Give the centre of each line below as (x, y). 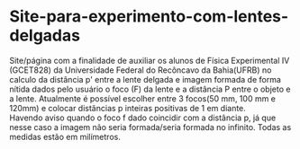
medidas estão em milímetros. (65, 136)
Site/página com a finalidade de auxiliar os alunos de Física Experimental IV (150, 60)
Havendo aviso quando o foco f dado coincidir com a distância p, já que (143, 118)
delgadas (45, 35)
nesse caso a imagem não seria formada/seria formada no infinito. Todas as (150, 127)
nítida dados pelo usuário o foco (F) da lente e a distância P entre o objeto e (150, 89)
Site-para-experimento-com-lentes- (149, 17)
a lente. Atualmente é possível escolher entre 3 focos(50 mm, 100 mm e (143, 98)
